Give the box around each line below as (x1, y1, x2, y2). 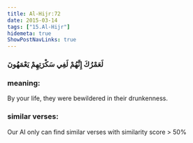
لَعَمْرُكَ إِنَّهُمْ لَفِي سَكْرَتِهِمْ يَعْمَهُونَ (7, 60, 103, 69)
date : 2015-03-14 (7, 17, 58, 24)
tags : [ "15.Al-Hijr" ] (7, 23, 71, 30)
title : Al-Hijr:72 (7, 10, 61, 18)
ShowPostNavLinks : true (7, 36, 77, 43)
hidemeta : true (7, 29, 52, 37)
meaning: (7, 78, 41, 88)
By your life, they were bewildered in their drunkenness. (7, 94, 169, 102)
